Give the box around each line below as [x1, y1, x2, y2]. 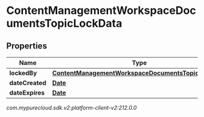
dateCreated [9, 79, 47, 87]
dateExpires [9, 89, 45, 97]
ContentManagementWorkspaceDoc [6, 4, 196, 18]
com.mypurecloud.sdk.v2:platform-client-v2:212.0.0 [6, 104, 137, 111]
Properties [6, 41, 47, 51]
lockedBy [9, 69, 38, 77]
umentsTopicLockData [6, 16, 123, 30]
